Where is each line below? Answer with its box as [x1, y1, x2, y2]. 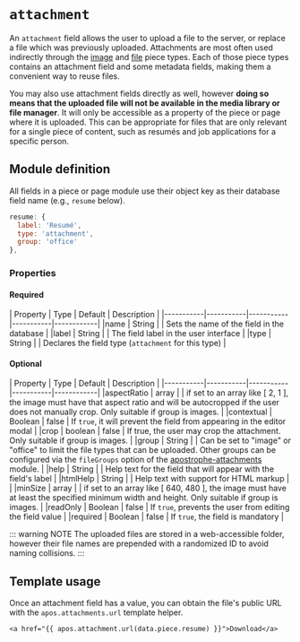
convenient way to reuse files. [9, 70, 121, 82]
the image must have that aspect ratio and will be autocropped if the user [9, 397, 280, 408]
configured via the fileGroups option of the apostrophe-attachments [9, 455, 262, 465]
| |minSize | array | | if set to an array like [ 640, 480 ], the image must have [9, 482, 287, 494]
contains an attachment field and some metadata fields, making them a [9, 61, 271, 72]
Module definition [9, 161, 110, 177]
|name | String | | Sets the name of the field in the [102, 318, 285, 329]
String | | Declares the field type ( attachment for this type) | [9, 338, 227, 349]
